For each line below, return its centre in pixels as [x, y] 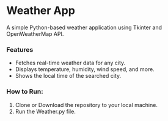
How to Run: [25, 92]
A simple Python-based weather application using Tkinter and [84, 27]
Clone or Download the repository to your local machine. [86, 105]
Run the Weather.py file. [46, 111]
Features [20, 49]
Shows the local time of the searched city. [68, 76]
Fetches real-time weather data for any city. [70, 63]
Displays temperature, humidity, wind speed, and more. [85, 69]
